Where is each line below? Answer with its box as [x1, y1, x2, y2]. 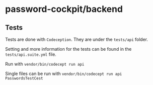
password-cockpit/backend [5, 3, 123, 15]
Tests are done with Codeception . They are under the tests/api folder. [5, 36, 148, 42]
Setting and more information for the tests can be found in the [5, 46, 132, 52]
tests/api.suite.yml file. [5, 51, 57, 57]
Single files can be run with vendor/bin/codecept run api [5, 71, 122, 77]
